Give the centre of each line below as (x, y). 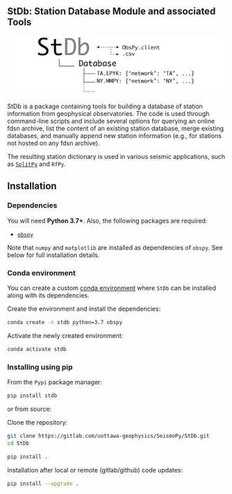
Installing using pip (40, 367)
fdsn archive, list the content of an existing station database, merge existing (116, 128)
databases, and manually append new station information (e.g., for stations (115, 136)
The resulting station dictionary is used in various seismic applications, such (116, 157)
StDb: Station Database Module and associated (111, 11)
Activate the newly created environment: (65, 335)
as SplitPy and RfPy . (36, 164)
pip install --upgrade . (43, 484)
